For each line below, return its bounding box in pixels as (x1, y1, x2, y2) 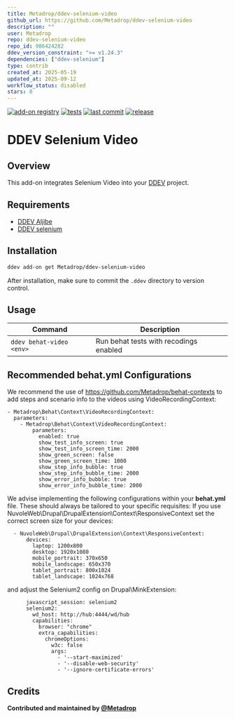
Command (32, 325, 68, 335)
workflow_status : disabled (7, 82, 86, 89)
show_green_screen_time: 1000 (38, 458, 127, 465)
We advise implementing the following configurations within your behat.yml (7, 494, 226, 503)
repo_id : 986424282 (7, 43, 64, 50)
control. (7, 284, 30, 292)
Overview (7, 160, 51, 172)
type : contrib (7, 62, 49, 69)
